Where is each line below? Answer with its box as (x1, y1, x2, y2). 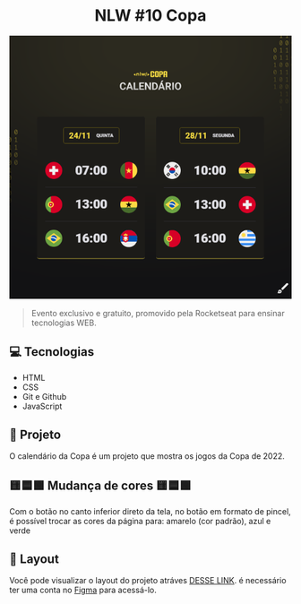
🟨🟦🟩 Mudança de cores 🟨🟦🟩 (9, 478, 193, 493)
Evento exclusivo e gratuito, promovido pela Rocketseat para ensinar (30, 307, 285, 318)
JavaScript (21, 401, 63, 412)
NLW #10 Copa (94, 5, 207, 26)
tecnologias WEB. (30, 317, 97, 328)
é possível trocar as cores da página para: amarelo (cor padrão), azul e (9, 516, 271, 527)
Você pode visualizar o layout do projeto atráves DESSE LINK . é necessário (9, 574, 287, 585)
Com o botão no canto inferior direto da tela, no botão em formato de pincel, (9, 506, 291, 517)
